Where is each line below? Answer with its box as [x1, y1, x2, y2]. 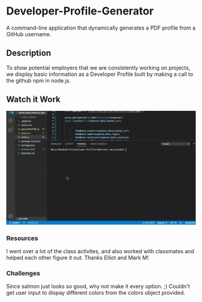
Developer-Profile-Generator [6, 4, 154, 18]
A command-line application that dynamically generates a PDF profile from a [6, 24, 196, 31]
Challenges [6, 269, 40, 277]
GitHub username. [6, 30, 52, 37]
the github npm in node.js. [6, 77, 71, 84]
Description [6, 48, 51, 58]
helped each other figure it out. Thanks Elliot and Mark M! [6, 254, 149, 262]
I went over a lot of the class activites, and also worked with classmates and [6, 248, 194, 255]
